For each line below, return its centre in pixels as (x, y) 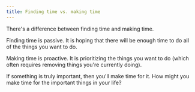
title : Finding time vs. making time (53, 12)
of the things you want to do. (42, 47)
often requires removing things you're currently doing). (74, 65)
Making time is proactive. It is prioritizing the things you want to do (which (97, 58)
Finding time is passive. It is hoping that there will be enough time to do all (98, 40)
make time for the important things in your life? (64, 82)
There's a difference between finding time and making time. (80, 29)
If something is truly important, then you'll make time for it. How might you (98, 76)
